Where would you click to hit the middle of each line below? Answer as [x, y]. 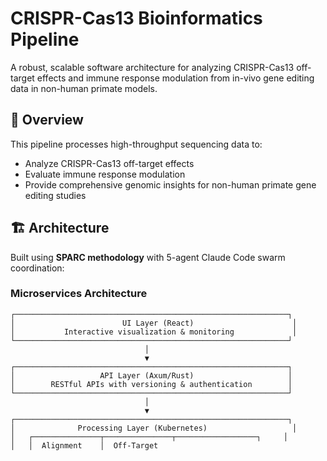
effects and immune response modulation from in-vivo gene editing [175, 78]
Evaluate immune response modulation [105, 174]
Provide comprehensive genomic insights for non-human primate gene [170, 184]
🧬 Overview [47, 120]
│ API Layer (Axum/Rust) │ [151, 375]
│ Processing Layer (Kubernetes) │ [154, 428]
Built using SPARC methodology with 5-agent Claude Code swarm [148, 257]
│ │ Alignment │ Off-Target [84, 445]
